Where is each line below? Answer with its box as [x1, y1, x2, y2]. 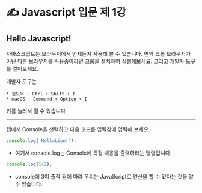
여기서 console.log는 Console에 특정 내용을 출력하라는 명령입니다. [14, 149, 172, 156]
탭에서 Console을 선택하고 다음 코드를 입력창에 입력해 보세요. [6, 126, 150, 132]
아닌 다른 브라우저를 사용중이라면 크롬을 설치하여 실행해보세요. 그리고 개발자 [6, 58, 185, 65]
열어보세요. [12, 65, 39, 72]
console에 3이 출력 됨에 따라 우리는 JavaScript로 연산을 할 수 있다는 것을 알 [14, 173, 194, 180]
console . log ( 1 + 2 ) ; [6, 161, 52, 167]
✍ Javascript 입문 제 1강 [6, 5, 127, 19]
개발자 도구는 [6, 78, 37, 85]
